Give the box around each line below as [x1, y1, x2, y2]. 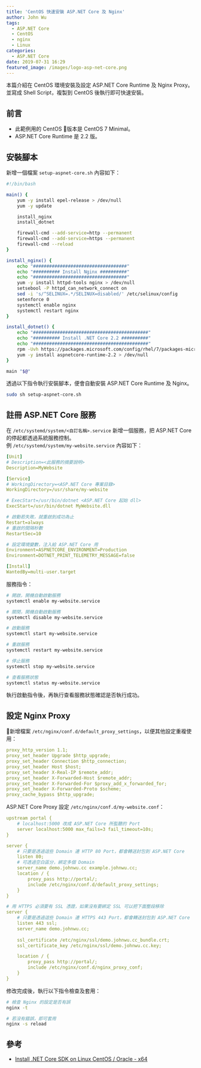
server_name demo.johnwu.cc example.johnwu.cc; [17, 865, 138, 871]
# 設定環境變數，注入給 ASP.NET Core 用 [6, 541, 99, 548]
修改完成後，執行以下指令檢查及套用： [6, 987, 100, 994]
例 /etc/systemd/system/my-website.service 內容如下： [6, 442, 142, 449]
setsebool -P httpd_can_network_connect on [17, 286, 127, 292]
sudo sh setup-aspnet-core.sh [6, 392, 82, 398]
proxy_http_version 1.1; [6, 747, 68, 753]
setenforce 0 [17, 296, 50, 302]
